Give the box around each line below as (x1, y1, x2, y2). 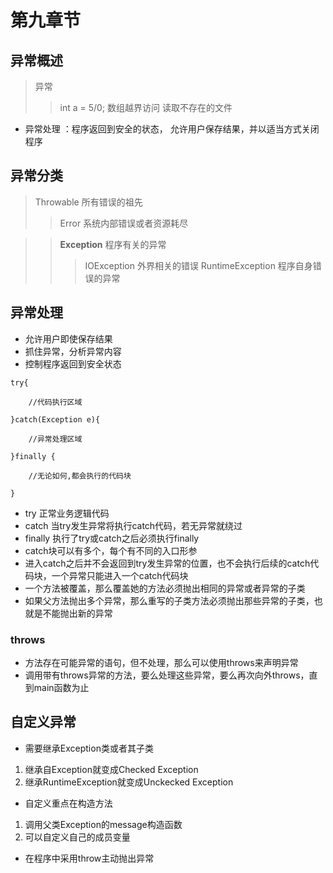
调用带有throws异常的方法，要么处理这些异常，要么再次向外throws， (24, 669, 310, 681)
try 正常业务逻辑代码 (24, 507, 110, 519)
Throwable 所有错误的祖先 (34, 196, 143, 208)
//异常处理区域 (28, 434, 83, 444)
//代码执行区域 (28, 397, 83, 407)
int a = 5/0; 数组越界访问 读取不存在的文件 (59, 102, 233, 113)
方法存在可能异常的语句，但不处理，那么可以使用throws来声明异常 (24, 656, 299, 668)
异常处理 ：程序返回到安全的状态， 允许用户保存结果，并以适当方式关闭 (24, 123, 320, 135)
